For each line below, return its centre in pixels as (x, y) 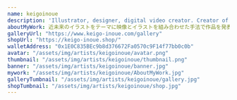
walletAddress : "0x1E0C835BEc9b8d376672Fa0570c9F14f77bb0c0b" (101, 46)
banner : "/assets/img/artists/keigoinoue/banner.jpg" (88, 66)
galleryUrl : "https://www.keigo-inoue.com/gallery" (85, 33)
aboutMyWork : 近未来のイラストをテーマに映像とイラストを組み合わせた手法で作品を (114, 27)
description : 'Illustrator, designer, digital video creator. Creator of (118, 20)
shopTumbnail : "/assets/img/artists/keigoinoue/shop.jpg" (94, 86)
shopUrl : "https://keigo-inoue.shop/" (64, 40)
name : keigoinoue (33, 14)
